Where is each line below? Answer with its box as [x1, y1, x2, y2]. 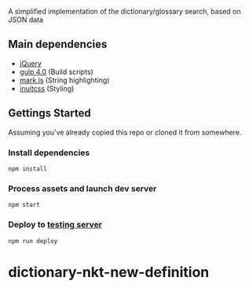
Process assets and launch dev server [8, 183, 157, 194]
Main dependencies [8, 38, 108, 51]
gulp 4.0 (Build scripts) [19, 67, 94, 76]
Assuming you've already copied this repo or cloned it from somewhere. [8, 127, 242, 137]
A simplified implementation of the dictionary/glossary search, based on [8, 7, 241, 16]
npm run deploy [8, 237, 58, 245]
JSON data [8, 15, 44, 24]
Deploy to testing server [8, 220, 102, 231]
